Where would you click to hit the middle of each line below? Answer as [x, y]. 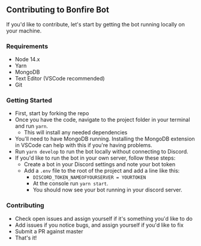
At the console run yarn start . [70, 184]
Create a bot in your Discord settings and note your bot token [100, 164]
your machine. [24, 31]
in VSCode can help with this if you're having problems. [84, 145]
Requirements [27, 46]
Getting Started [29, 100]
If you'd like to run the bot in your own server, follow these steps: [95, 158]
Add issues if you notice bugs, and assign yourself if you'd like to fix [99, 225]
